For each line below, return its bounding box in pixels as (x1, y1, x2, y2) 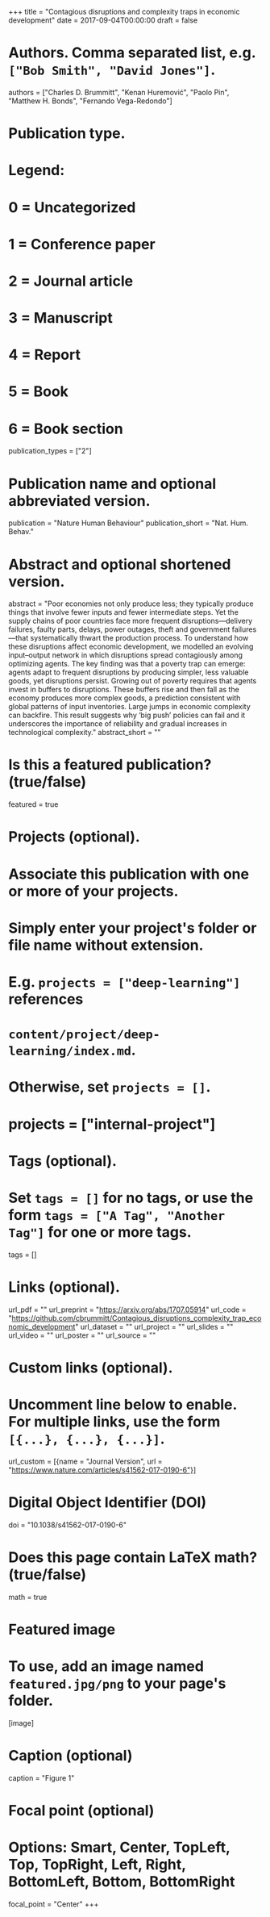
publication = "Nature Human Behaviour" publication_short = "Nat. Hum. (8, 518, 248, 528)
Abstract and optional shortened (8, 555, 231, 574)
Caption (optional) (8, 1746, 133, 1765)
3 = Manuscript (8, 309, 113, 328)
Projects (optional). (8, 828, 141, 846)
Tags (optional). (8, 1151, 117, 1170)
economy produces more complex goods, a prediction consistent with (8, 693, 241, 703)
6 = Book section (8, 420, 123, 438)
